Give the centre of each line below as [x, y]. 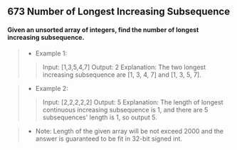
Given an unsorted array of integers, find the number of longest [103, 30]
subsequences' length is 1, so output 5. [100, 117]
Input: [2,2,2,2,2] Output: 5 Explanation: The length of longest [133, 102]
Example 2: [52, 88]
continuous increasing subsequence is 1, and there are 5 [125, 109]
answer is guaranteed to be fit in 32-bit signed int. [109, 139]
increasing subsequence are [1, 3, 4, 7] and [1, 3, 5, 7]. [122, 75]
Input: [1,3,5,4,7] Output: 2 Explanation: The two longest [124, 67]
